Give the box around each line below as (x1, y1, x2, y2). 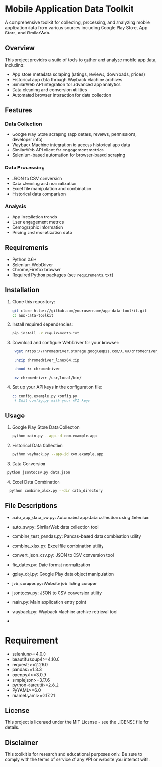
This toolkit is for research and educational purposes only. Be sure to (5, 751, 143, 757)
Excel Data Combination (12, 479, 60, 484)
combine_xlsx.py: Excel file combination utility (12, 543, 104, 549)
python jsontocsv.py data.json (7, 470, 70, 475)
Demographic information (12, 224, 63, 230)
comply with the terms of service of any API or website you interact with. (5, 756, 150, 763)
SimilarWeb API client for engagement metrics (12, 147, 104, 153)
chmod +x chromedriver (14, 367, 60, 372)
